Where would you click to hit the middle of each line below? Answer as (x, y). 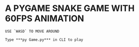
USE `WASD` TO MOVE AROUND (32, 31)
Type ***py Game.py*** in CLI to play (44, 40)
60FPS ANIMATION (45, 18)
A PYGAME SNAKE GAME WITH (70, 8)
